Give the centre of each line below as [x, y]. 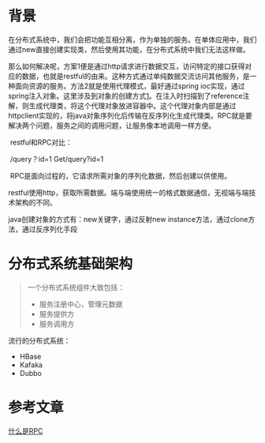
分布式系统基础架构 [71, 264]
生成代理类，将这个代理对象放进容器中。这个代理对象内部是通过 [132, 105]
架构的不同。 [35, 202]
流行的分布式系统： [39, 340]
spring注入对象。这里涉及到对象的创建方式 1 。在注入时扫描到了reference [125, 96]
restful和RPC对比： [41, 142]
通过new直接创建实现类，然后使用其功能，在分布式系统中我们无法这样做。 [129, 49]
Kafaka [31, 365]
